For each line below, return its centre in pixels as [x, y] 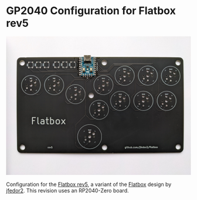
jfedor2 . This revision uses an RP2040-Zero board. [67, 190]
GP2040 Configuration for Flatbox [91, 11]
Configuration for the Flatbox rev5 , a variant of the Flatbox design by [89, 184]
